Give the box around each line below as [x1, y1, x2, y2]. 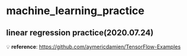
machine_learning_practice [6, 4, 145, 18]
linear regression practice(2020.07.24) [6, 28, 154, 38]
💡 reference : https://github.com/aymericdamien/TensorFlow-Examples [6, 43, 181, 50]
